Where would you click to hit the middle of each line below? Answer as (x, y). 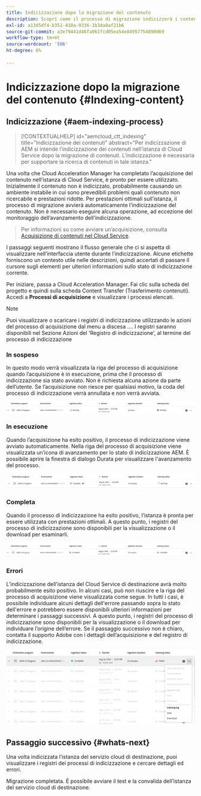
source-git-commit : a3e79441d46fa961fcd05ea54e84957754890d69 (85, 32)
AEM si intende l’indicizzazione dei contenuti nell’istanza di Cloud (101, 149)
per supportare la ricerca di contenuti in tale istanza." (86, 161)
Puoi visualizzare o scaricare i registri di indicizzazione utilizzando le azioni (99, 320)
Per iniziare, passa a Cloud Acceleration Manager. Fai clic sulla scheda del (98, 284)
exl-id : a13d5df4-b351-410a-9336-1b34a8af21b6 (65, 25)
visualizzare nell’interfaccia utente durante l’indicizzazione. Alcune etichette (100, 254)
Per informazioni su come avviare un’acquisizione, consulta (94, 229)
